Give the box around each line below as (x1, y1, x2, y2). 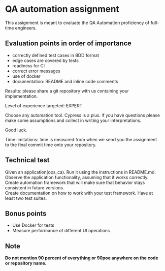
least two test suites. (5, 195, 47, 201)
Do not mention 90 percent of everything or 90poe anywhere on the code (5, 255, 159, 261)
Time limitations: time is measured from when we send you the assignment (5, 136, 157, 142)
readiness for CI (12, 62, 45, 68)
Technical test (5, 156, 50, 164)
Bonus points (5, 209, 47, 217)
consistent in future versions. (5, 184, 65, 190)
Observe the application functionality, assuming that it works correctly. (5, 174, 149, 180)
